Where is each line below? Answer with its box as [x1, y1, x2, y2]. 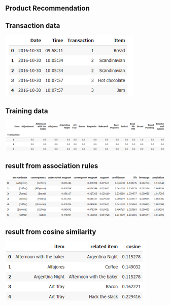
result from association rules [5, 161, 98, 170]
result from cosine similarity [5, 227, 96, 236]
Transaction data [5, 21, 60, 30]
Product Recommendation [5, 4, 90, 13]
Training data [5, 107, 48, 115]
